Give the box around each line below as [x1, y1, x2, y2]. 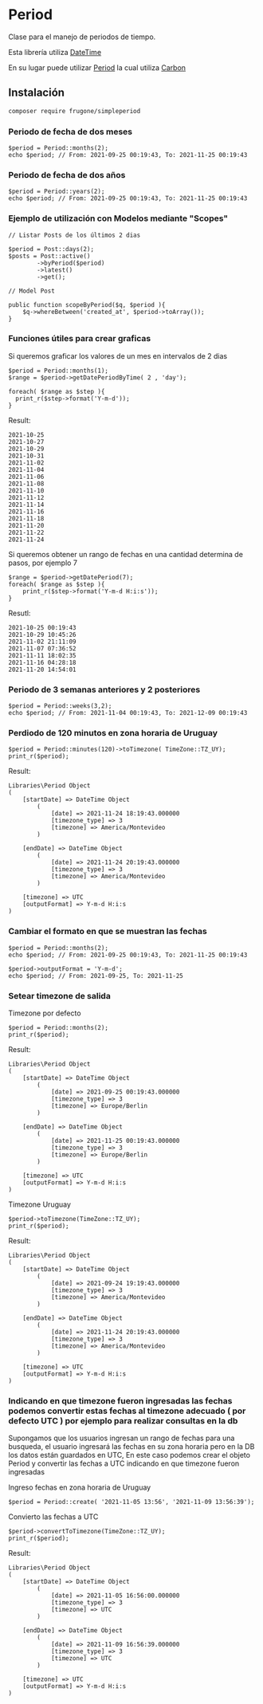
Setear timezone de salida [8, 990, 112, 1001]
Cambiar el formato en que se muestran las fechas [8, 926, 207, 937]
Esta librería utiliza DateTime [8, 47, 102, 57]
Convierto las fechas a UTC [8, 1512, 99, 1521]
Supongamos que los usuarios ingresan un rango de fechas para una [8, 1433, 235, 1443]
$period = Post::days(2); [8, 245, 94, 253]
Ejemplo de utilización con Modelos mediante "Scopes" [8, 213, 229, 224]
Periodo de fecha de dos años [8, 169, 126, 180]
